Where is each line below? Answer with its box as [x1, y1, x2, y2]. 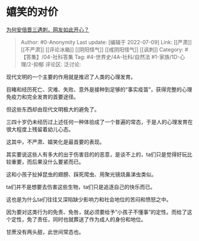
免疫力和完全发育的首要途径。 [6, 93, 79, 100]
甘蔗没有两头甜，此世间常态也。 [6, 228, 84, 235]
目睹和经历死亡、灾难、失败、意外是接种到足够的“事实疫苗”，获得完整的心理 [6, 86, 192, 93]
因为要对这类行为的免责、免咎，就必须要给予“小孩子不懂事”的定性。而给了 [6, 208, 188, 216]
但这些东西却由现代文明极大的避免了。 [6, 106, 99, 113]
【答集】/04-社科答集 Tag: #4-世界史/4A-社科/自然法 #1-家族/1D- [20, 53, 180, 60]
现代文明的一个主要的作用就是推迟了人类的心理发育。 [6, 73, 136, 80]
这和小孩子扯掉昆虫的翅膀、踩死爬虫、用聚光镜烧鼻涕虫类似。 [6, 171, 157, 178]
